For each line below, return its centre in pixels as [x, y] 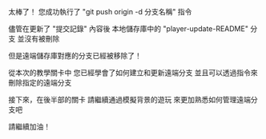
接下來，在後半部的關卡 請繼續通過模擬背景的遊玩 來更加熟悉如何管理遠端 [129, 99]
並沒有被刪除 [38, 39]
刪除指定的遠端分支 [40, 83]
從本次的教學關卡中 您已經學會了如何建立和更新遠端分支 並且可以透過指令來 [133, 73]
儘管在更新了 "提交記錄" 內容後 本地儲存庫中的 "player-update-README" [128, 29]
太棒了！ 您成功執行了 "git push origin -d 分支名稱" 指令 [100, 12]
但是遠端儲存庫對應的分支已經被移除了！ [75, 56]
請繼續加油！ [29, 127]
